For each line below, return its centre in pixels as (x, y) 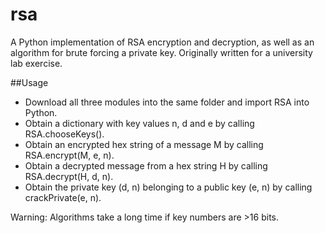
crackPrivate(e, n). (63, 197)
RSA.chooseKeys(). (64, 134)
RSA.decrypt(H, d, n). (69, 176)
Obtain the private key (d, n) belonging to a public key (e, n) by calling (168, 187)
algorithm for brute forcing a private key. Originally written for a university (161, 52)
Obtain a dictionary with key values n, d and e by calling (139, 123)
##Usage (29, 82)
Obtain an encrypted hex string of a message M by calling (144, 144)
